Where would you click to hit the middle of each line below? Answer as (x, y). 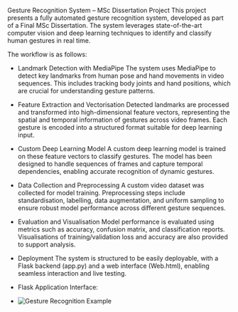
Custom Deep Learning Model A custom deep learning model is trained (121, 149)
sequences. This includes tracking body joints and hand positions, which (124, 83)
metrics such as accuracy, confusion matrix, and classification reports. (121, 229)
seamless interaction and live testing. (72, 273)
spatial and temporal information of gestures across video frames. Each (122, 120)
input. (26, 135)
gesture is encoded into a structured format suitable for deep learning (120, 127)
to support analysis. (47, 244)
